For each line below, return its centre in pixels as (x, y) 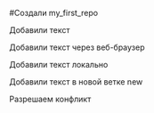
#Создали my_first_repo (54, 13)
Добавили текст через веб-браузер (77, 47)
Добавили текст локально (59, 65)
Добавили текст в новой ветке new (76, 82)
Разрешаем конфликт (50, 99)
